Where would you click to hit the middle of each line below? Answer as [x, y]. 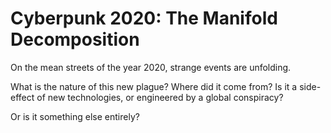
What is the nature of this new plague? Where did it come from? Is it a [154, 86]
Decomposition [75, 39]
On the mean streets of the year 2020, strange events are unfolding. [151, 67]
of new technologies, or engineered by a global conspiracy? [160, 97]
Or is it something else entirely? [75, 116]
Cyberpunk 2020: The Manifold [144, 18]
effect [22, 97]
